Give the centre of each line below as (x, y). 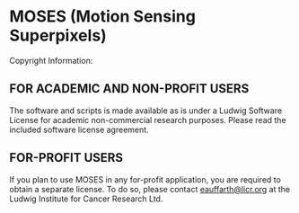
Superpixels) (58, 35)
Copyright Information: (51, 60)
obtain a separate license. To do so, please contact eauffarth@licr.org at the (149, 189)
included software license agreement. (79, 129)
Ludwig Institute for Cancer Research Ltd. (86, 199)
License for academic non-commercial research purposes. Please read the (148, 120)
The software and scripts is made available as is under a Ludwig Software (146, 111)
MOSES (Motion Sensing (102, 17)
